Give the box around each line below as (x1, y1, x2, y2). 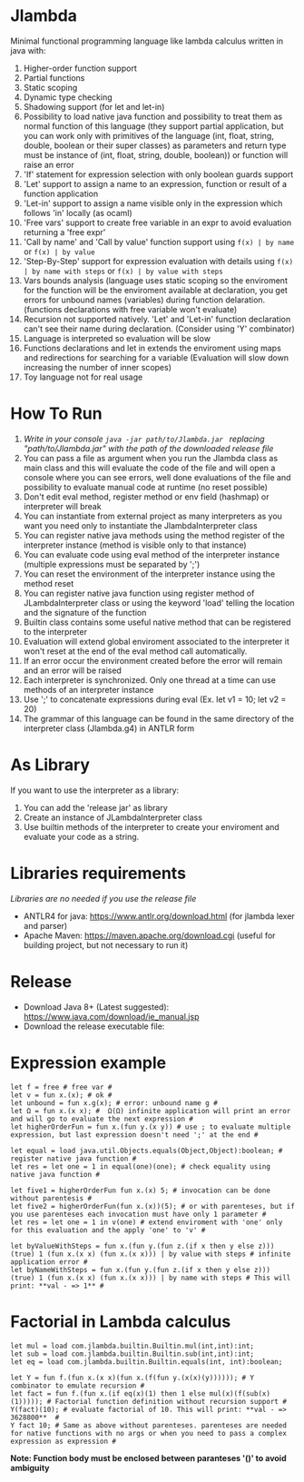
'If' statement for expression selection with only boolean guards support (23, 169, 294, 180)
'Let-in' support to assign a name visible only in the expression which (23, 197, 283, 209)
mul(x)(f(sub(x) (209, 1388, 271, 1398)
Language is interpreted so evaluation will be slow (23, 332, 211, 343)
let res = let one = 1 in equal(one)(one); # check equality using (10, 1161, 271, 1171)
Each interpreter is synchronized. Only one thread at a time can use (23, 674, 276, 686)
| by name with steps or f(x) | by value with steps (23, 265, 223, 276)
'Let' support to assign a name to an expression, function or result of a (23, 178, 288, 189)
